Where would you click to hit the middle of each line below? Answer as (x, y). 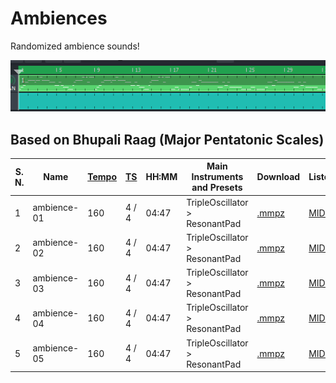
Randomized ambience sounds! (75, 46)
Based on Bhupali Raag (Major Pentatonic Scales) (167, 139)
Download (278, 177)
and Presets (217, 188)
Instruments (217, 177)
